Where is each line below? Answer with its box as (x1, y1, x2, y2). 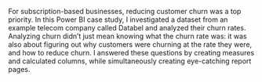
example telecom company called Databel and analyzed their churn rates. (8, 23, 246, 32)
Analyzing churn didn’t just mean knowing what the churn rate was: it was (8, 31, 247, 41)
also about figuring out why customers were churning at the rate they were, (8, 40, 253, 49)
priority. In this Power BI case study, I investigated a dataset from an (8, 15, 228, 24)
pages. (8, 65, 31, 73)
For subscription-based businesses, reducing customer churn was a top (8, 7, 242, 16)
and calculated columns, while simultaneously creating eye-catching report (8, 56, 252, 66)
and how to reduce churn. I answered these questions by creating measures (8, 48, 255, 57)
